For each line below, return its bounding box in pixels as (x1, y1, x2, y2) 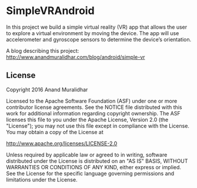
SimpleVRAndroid (6, 4, 95, 18)
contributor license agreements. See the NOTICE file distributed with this (6, 104, 182, 111)
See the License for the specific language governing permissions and (6, 170, 175, 177)
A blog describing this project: (6, 47, 79, 54)
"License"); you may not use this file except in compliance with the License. (6, 122, 190, 129)
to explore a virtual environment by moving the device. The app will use (6, 29, 179, 36)
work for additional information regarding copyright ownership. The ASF (6, 110, 181, 117)
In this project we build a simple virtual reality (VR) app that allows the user (6, 23, 188, 30)
